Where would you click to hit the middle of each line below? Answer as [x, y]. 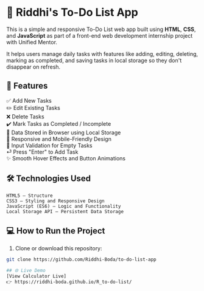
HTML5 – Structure [30, 196]
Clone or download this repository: [58, 248]
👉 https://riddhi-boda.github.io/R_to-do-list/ [69, 282]
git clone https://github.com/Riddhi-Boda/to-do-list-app [81, 260]
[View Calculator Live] [37, 276]
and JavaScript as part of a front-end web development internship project [100, 35]
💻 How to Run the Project [56, 231]
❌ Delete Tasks [25, 116]
